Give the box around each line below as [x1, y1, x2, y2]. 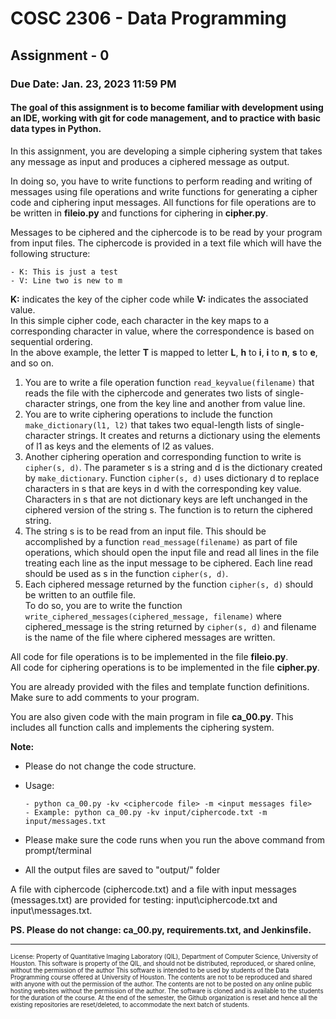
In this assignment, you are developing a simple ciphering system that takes [10, 145, 323, 157]
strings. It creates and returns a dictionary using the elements [66, 429, 321, 441]
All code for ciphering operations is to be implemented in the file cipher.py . [10, 661, 320, 673]
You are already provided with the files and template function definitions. [10, 680, 310, 692]
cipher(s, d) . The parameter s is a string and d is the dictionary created [24, 461, 323, 473]
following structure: [10, 247, 91, 259]
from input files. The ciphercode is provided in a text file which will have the [10, 237, 322, 249]
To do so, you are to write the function [24, 599, 183, 611]
